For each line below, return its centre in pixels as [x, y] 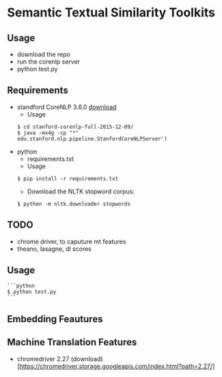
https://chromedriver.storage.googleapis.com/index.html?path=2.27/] [117, 366]
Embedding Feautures [55, 319]
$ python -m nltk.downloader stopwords [74, 204]
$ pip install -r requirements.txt [68, 179]
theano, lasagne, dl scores [54, 249]
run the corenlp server [48, 62]
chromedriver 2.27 [43, 358]
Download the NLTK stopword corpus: [81, 191]
